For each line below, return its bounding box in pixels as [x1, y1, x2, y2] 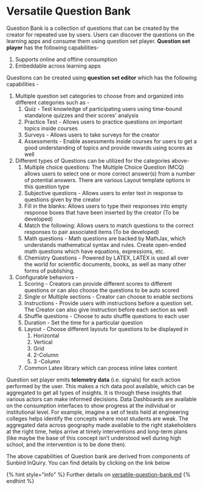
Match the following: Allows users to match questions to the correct [24, 221, 194, 229]
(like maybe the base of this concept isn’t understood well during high [6, 434, 181, 441]
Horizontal [33, 332, 60, 339]
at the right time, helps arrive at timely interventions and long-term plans [6, 428, 188, 435]
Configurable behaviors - [15, 273, 78, 281]
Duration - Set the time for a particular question [24, 319, 143, 326]
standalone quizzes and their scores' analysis [24, 112, 139, 119]
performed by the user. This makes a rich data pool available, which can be [6, 382, 194, 389]
